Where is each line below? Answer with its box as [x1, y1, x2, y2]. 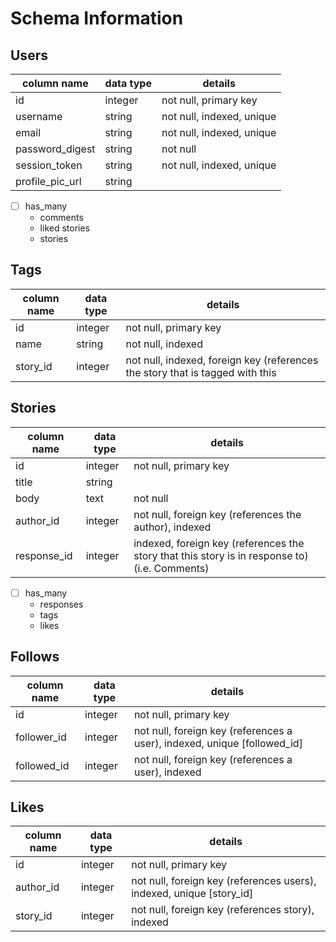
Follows [10, 648, 60, 666]
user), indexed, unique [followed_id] [133, 736, 303, 750]
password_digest [15, 142, 96, 156]
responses [39, 598, 84, 610]
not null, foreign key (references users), [131, 874, 317, 888]
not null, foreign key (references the [133, 507, 302, 521]
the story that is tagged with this [125, 365, 277, 379]
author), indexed [133, 520, 212, 534]
